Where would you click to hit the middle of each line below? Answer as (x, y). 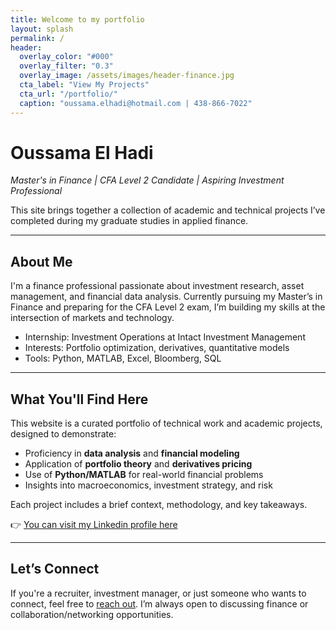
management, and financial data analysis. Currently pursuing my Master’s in (166, 297)
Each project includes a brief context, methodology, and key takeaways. (159, 505)
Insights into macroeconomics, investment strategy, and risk (148, 485)
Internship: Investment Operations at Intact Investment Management (165, 337)
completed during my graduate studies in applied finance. (129, 221)
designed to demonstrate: (63, 434)
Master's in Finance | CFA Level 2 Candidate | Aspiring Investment (147, 180)
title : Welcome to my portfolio (77, 19)
